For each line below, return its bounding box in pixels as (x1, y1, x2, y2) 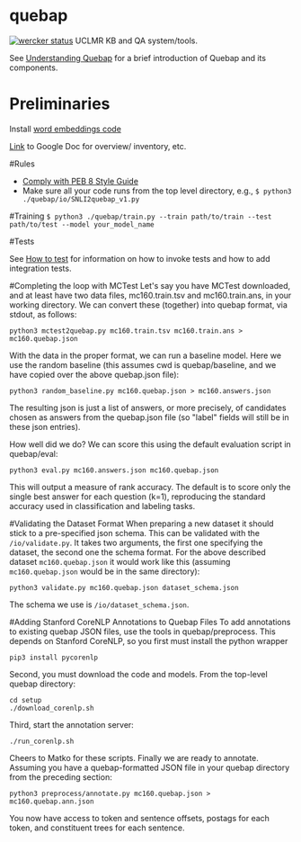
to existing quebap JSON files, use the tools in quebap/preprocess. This (9, 626, 276, 637)
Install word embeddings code (9, 123, 121, 134)
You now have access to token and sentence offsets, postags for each (9, 812, 270, 823)
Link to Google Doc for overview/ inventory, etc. (9, 140, 187, 151)
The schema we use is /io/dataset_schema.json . (9, 599, 190, 610)
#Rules (9, 158, 36, 169)
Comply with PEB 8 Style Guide (22, 175, 139, 186)
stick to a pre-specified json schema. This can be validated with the (9, 527, 261, 538)
